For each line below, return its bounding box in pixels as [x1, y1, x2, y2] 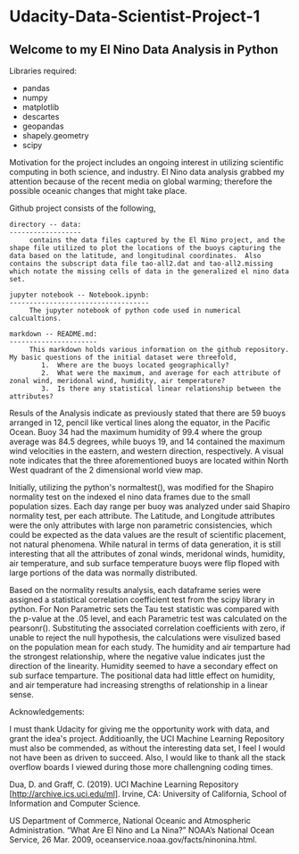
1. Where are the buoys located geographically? [41, 361, 229, 370]
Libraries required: [9, 65, 78, 76]
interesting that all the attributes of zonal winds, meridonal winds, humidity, [9, 548, 286, 559]
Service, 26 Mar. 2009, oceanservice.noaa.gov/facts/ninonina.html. [9, 834, 257, 845]
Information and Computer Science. [9, 798, 141, 808]
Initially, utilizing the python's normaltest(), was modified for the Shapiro [9, 482, 274, 492]
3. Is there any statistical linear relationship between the [41, 384, 281, 393]
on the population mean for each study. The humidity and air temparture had [9, 641, 291, 652]
